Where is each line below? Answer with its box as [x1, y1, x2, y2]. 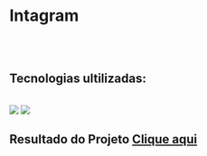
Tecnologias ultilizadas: [9, 71, 146, 87]
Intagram [9, 5, 80, 26]
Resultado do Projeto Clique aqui [9, 132, 198, 147]
